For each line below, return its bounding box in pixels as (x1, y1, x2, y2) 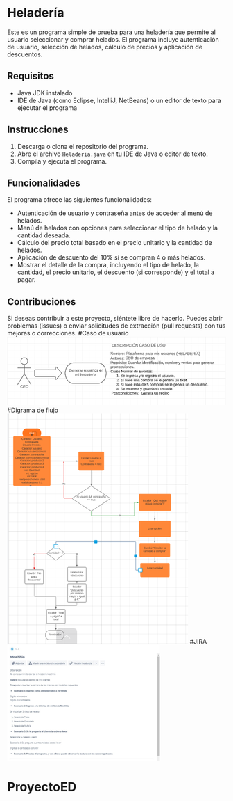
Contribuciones (7, 296, 76, 308)
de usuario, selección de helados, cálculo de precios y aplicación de (7, 42, 203, 51)
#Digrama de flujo (7, 406, 59, 414)
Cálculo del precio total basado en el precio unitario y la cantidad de (17, 239, 213, 247)
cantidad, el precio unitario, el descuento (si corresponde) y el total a (17, 268, 215, 276)
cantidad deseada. (17, 231, 71, 239)
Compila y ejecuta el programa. (17, 157, 107, 165)
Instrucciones (7, 124, 69, 136)
